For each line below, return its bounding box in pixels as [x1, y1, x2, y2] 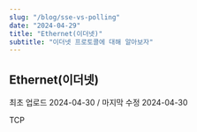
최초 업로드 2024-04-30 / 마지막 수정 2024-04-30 [9, 98, 188, 108]
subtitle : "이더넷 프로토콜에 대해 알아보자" [9, 37, 154, 47]
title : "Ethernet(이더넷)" [9, 29, 103, 38]
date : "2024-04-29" [9, 21, 81, 30]
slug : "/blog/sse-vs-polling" [9, 12, 121, 22]
